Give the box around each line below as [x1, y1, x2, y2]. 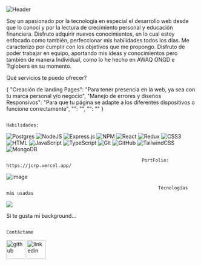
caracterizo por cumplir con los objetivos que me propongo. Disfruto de [6, 43, 185, 50]
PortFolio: [141, 157, 170, 163]
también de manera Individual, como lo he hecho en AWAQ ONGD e [6, 56, 175, 63]
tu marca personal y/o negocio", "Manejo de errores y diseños [6, 93, 162, 99]
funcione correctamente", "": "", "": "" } [6, 105, 104, 112]
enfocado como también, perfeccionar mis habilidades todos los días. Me [6, 37, 189, 44]
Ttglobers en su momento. [6, 62, 71, 70]
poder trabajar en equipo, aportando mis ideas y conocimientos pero [6, 50, 178, 57]
